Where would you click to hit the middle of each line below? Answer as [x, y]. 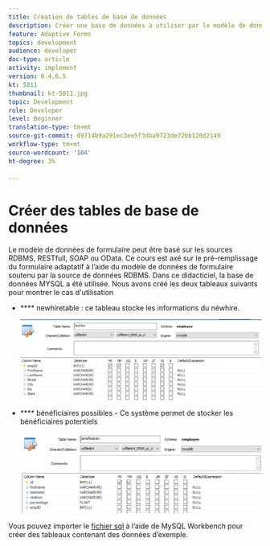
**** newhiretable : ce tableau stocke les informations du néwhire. [130, 308]
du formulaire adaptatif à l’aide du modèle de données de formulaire [121, 267]
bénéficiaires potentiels [59, 421]
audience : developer [43, 51]
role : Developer [35, 110]
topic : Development [41, 102]
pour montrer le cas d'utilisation [61, 293]
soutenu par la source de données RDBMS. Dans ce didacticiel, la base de [131, 275]
